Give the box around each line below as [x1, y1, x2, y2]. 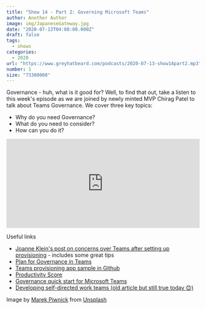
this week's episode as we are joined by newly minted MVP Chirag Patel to [6, 95, 195, 103]
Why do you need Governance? [15, 114, 96, 121]
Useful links [6, 233, 36, 240]
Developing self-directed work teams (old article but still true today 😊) [15, 284, 194, 292]
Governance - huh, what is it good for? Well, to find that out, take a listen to [6, 88, 196, 96]
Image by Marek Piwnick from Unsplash [6, 296, 107, 303]
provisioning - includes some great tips [15, 251, 115, 259]
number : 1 [6, 66, 32, 72]
